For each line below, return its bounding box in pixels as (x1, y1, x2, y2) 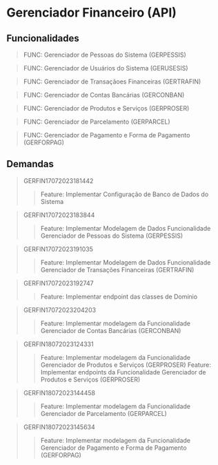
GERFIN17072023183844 (23, 211, 95, 219)
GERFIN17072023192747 (23, 278, 94, 287)
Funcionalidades (6, 32, 80, 44)
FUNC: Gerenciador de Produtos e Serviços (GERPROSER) (23, 104, 190, 112)
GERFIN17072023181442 (23, 176, 94, 184)
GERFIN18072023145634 (23, 423, 96, 431)
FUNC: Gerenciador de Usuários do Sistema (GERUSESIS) (23, 64, 188, 72)
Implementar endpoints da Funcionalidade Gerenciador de (40, 368, 206, 376)
